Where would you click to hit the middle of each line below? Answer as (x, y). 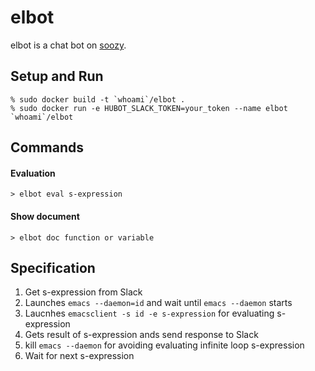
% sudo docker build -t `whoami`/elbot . (98, 99)
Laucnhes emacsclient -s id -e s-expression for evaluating (149, 313)
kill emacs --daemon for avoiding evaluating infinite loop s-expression (164, 345)
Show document (45, 216)
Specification (53, 267)
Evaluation (33, 173)
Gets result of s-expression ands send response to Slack (141, 335)
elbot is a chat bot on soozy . (68, 45)
